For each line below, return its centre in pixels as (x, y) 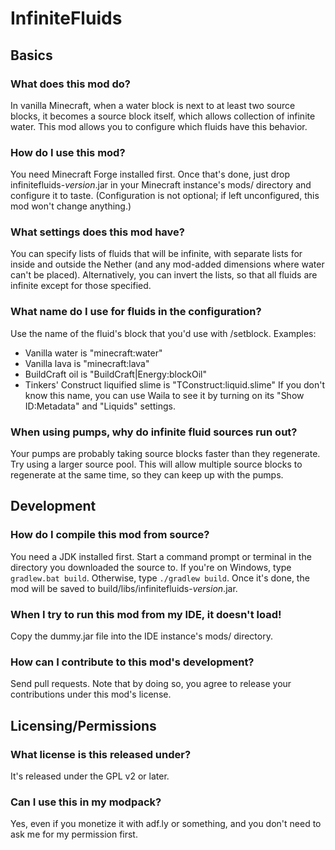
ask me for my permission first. (74, 834)
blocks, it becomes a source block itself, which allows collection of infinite (163, 116)
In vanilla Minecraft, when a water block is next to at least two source (153, 105)
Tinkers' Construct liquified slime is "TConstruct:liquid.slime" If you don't (175, 384)
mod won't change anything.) (71, 206)
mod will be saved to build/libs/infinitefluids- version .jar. (124, 588)
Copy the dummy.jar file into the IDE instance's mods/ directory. (141, 636)
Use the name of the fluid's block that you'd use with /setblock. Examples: (163, 333)
